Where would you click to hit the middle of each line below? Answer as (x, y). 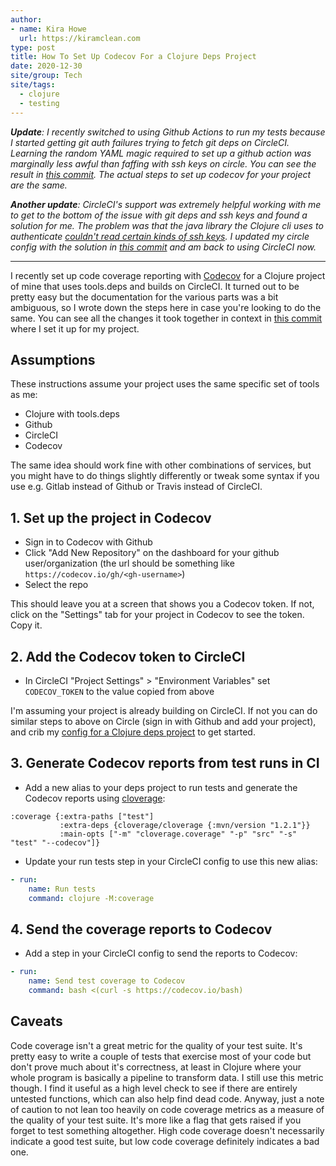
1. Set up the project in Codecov (111, 517)
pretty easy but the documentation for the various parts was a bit (144, 297)
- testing (39, 103)
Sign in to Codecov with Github (88, 542)
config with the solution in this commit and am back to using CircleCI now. (163, 247)
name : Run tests (62, 889)
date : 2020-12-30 (46, 66)
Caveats (36, 1021)
